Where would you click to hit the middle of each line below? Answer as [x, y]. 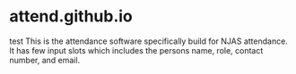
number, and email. [45, 60]
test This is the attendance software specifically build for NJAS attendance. [149, 41]
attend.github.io [71, 16]
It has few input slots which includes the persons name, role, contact [136, 50]
